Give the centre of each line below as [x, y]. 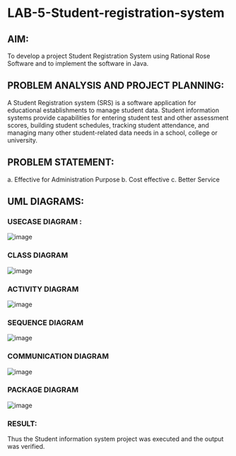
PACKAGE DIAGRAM [43, 390]
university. [22, 140]
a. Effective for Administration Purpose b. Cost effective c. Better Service [114, 179]
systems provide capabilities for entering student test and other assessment [118, 117]
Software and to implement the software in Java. [78, 64]
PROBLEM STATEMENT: [61, 163]
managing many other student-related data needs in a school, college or [112, 133]
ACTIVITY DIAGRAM [43, 289]
